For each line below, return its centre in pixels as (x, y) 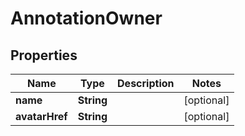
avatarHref (41, 116)
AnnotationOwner (86, 18)
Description (146, 83)
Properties (44, 55)
